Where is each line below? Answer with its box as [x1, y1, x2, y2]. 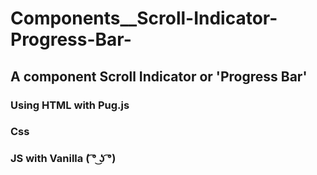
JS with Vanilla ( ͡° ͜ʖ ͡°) [10, 152, 117, 166]
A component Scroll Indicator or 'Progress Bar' [10, 68, 308, 85]
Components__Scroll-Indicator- [10, 7, 278, 30]
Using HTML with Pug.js [10, 98, 130, 112]
